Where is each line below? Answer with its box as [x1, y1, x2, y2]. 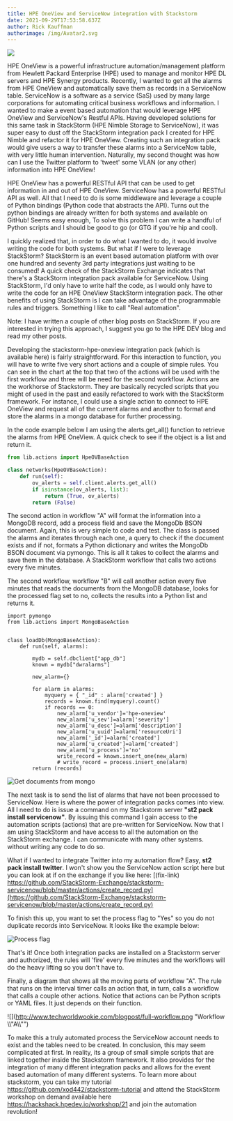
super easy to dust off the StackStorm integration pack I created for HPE [7, 128, 216, 137]
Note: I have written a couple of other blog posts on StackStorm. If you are [7, 317, 220, 326]
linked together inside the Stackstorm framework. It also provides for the [7, 1055, 216, 1064]
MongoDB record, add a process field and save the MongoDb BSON [7, 519, 202, 527]
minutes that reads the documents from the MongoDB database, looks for [7, 584, 219, 593]
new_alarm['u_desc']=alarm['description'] [56, 722, 182, 729]
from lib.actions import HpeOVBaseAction [7, 454, 129, 461]
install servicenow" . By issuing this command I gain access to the [7, 813, 198, 821]
